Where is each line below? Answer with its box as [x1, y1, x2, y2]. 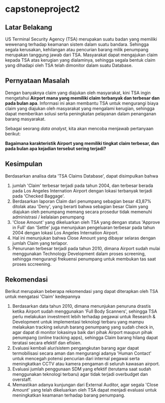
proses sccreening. [12, 261, 52, 267]
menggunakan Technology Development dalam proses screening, [12, 251, 146, 256]
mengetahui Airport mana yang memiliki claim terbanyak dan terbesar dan [5, 95, 160, 101]
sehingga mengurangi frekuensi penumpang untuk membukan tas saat [12, 256, 156, 262]
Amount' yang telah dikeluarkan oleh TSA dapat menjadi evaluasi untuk [12, 387, 157, 393]
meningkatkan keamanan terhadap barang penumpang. [12, 392, 126, 398]
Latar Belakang [5, 23, 53, 32]
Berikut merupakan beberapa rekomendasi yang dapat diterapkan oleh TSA [5, 289, 159, 294]
